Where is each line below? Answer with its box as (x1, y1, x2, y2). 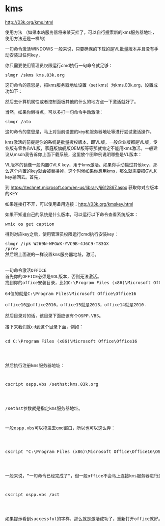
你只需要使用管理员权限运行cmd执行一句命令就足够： (5, 62, 113, 68)
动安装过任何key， (5, 52, 43, 58)
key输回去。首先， (5, 174, 43, 180)
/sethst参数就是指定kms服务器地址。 (5, 405, 83, 411)
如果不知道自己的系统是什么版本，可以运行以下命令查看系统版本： (5, 211, 138, 217)
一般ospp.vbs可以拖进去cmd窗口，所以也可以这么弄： (5, 425, 115, 431)
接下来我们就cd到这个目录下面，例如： (5, 324, 83, 329)
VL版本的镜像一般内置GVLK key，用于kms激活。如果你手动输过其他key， (5, 161, 154, 167)
